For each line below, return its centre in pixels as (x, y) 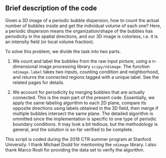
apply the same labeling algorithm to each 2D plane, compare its (79, 103)
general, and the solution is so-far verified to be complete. (73, 129)
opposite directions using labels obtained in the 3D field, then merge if (85, 108)
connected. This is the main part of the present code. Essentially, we (84, 97)
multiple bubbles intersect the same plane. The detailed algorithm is (83, 113)
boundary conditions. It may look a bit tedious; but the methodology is (85, 124)
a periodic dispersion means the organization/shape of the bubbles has (79, 31)
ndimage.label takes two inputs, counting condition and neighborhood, (86, 72)
